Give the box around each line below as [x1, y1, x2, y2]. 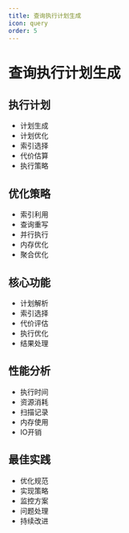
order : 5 [8, 26, 38, 35]
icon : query [8, 19, 48, 27]
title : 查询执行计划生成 [8, 11, 82, 20]
